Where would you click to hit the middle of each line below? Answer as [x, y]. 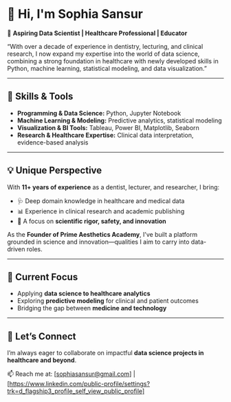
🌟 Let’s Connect [42, 336]
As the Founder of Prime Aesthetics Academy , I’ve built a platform [102, 234]
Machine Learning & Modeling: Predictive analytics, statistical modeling [119, 120]
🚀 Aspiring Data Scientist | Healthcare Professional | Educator [97, 33]
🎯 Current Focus [43, 277]
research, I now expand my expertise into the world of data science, [103, 54]
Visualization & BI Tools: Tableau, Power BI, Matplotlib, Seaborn [108, 127]
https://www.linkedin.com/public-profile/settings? [79, 384]
